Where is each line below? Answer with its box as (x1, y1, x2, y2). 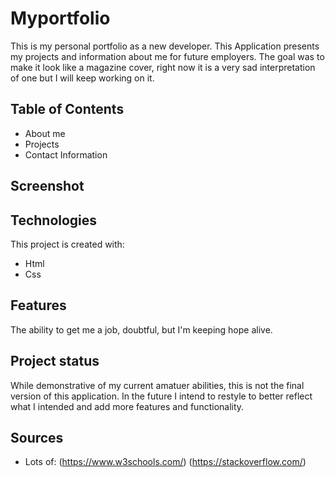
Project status (10, 353, 100, 370)
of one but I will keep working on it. (10, 72, 155, 84)
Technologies (10, 212, 98, 229)
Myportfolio (10, 7, 111, 30)
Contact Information (24, 148, 108, 161)
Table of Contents (10, 101, 125, 118)
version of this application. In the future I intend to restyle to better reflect (10, 390, 313, 402)
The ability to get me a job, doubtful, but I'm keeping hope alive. (10, 323, 273, 336)
